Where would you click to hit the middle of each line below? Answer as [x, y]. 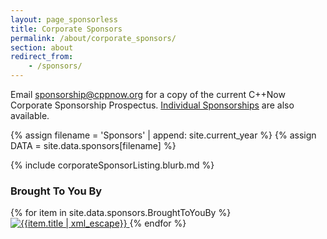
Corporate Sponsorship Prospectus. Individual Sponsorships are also [152, 105]
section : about [42, 47]
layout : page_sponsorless [64, 19]
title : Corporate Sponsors [66, 29]
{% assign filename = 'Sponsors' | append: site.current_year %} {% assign [163, 135]
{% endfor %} [158, 223]
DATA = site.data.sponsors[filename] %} [93, 145]
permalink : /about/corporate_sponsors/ [93, 38]
